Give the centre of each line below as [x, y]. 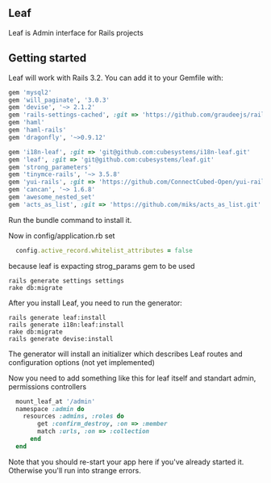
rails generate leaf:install [57, 317]
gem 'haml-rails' [38, 130]
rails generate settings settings [67, 281]
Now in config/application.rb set [62, 235]
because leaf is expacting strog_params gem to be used [102, 266]
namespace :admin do [50, 409]
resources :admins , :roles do [74, 416]
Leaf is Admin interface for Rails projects [76, 32]
